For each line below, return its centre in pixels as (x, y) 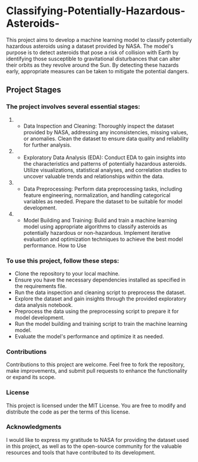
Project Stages (34, 90)
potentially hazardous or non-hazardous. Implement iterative (97, 232)
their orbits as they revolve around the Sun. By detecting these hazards (93, 65)
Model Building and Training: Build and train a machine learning (100, 220)
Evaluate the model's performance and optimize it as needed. (89, 336)
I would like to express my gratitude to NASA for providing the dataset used (98, 440)
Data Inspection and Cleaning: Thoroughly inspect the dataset (99, 126)
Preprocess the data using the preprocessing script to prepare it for (97, 311)
